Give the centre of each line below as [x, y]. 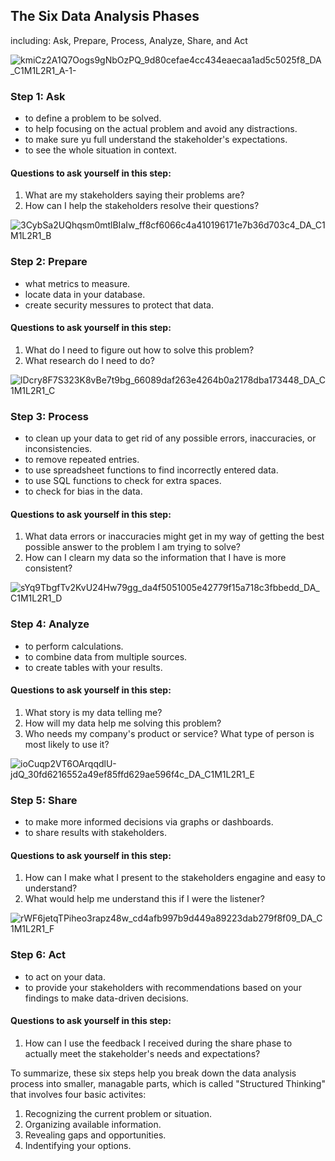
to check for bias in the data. [83, 491]
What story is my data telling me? [93, 712]
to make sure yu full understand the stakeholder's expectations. [156, 140]
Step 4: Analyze [50, 624]
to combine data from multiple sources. [106, 656]
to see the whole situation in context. [100, 150]
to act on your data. [65, 976]
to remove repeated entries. [82, 460]
